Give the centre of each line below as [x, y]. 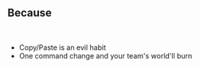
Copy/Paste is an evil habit [63, 47]
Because [30, 13]
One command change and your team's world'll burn [106, 55]
